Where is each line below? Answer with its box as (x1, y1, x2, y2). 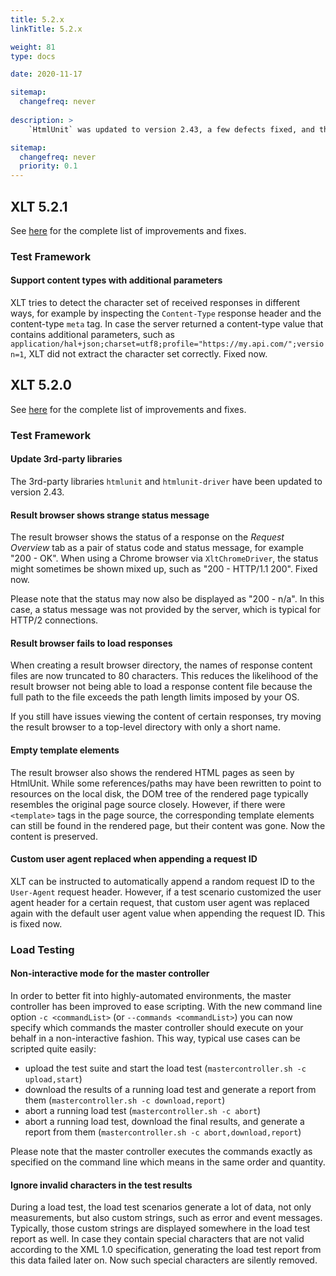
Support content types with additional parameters (10, 274, 223, 286)
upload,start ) (24, 1072, 83, 1085)
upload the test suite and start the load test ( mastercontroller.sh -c (24, 1062, 307, 1074)
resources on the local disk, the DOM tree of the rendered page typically (10, 787, 309, 800)
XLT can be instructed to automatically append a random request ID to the (10, 875, 315, 887)
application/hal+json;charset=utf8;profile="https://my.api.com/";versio (10, 339, 325, 350)
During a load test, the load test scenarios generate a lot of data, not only (10, 1201, 312, 1213)
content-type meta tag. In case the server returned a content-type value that (10, 318, 324, 330)
